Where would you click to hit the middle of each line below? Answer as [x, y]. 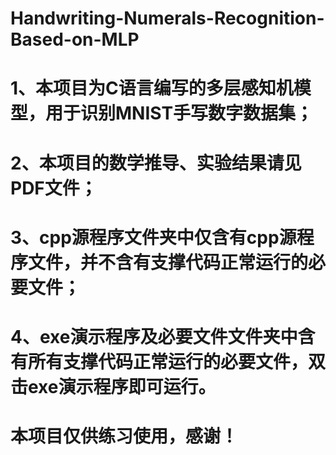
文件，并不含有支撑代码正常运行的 [168, 262]
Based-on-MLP [75, 39]
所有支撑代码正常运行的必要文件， [168, 361]
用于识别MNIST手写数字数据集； [179, 113]
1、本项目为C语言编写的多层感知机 [152, 88]
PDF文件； [54, 188]
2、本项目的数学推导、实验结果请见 [156, 163]
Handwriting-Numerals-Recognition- [167, 18]
